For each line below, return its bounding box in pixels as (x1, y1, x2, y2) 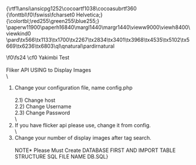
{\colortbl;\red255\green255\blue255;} (6, 18, 100, 24)
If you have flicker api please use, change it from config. (14, 122, 151, 128)
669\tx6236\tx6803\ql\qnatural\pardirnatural (6, 42, 115, 49)
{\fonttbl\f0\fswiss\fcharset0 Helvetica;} (6, 11, 103, 18)
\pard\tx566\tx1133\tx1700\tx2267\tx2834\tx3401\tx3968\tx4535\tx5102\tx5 (6, 37, 190, 43)
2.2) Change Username (14, 103, 72, 110)
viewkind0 (6, 30, 31, 37)
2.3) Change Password (14, 109, 70, 116)
